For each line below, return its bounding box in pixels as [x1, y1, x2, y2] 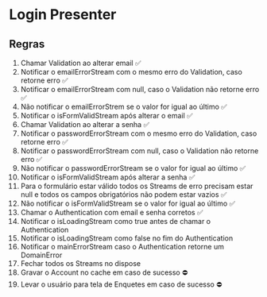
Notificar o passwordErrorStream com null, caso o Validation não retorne [20, 146, 259, 156]
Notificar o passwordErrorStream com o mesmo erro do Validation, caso [20, 129, 257, 138]
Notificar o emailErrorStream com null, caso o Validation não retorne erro [20, 85, 260, 94]
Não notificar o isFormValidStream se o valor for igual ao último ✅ [20, 199, 236, 208]
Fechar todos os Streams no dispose [20, 259, 141, 268]
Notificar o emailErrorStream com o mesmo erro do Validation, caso [20, 67, 243, 76]
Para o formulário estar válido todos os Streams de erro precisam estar [20, 181, 253, 191]
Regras [9, 37, 45, 51]
